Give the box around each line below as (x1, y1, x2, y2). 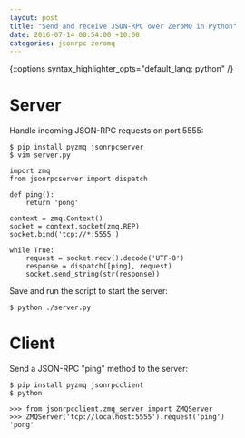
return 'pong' (25, 199, 79, 208)
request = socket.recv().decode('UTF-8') (25, 254, 184, 263)
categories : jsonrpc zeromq (9, 38, 116, 48)
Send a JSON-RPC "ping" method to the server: (9, 364, 189, 375)
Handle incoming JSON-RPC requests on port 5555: (9, 125, 204, 136)
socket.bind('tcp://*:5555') (9, 230, 120, 239)
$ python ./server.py (9, 303, 92, 313)
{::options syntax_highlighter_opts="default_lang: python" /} (9, 63, 234, 74)
